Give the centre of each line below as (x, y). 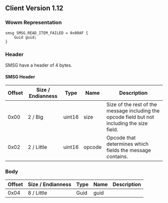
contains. (117, 156)
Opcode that (121, 138)
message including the (133, 111)
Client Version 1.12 (34, 8)
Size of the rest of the (132, 105)
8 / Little (37, 193)
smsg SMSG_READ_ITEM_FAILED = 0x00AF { (47, 33)
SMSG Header (20, 77)
